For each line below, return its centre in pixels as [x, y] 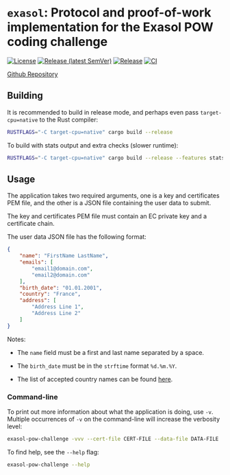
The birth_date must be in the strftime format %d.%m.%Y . [97, 366]
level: [15, 426]
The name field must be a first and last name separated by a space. [110, 352]
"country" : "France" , [50, 294]
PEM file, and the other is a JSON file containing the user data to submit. [109, 203]
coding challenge [57, 42]
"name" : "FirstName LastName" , [64, 256]
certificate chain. [31, 224]
